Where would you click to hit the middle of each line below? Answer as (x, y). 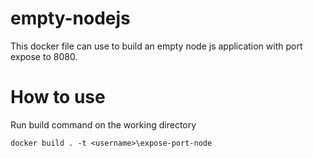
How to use (58, 97)
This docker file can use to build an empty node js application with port (156, 46)
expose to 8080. (44, 56)
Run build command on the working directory (103, 124)
